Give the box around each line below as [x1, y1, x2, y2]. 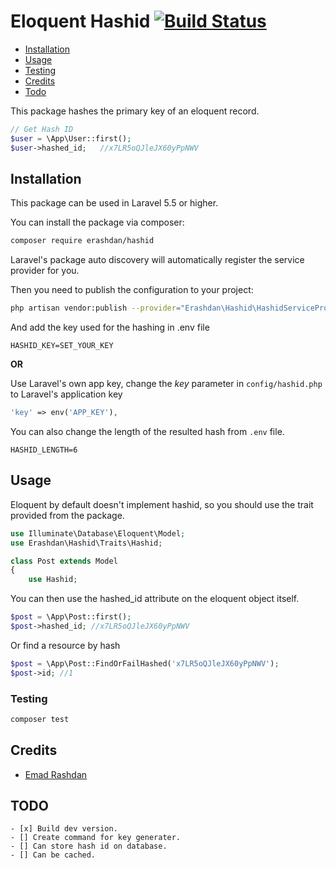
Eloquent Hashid [10, 10, 151, 33]
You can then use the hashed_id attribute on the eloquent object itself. [10, 593, 300, 605]
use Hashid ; [28, 575, 78, 585]
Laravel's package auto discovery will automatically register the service [10, 254, 305, 266]
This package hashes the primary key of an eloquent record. [10, 105, 260, 117]
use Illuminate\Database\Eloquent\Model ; [10, 528, 186, 539]
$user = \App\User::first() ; [10, 133, 132, 144]
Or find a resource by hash [10, 639, 121, 651]
